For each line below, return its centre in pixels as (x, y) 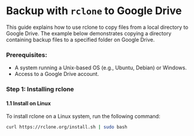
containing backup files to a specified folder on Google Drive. (80, 39)
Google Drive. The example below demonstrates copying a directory (89, 33)
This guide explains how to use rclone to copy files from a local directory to (97, 27)
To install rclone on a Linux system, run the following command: (83, 117)
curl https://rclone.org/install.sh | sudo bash (67, 127)
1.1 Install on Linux (29, 103)
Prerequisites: (27, 55)
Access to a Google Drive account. (57, 74)
